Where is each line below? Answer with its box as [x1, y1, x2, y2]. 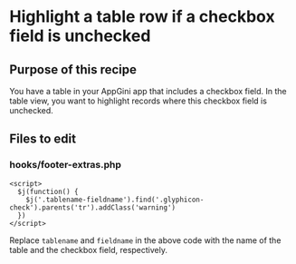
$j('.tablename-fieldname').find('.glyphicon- [25, 195, 205, 204]
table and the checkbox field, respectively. [9, 244, 167, 255]
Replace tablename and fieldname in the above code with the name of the [9, 234, 282, 246]
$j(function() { [17, 187, 79, 196]
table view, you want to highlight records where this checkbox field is [9, 95, 267, 106]
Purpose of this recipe [9, 62, 138, 77]
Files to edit [9, 132, 77, 147]
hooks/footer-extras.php [9, 159, 122, 171]
